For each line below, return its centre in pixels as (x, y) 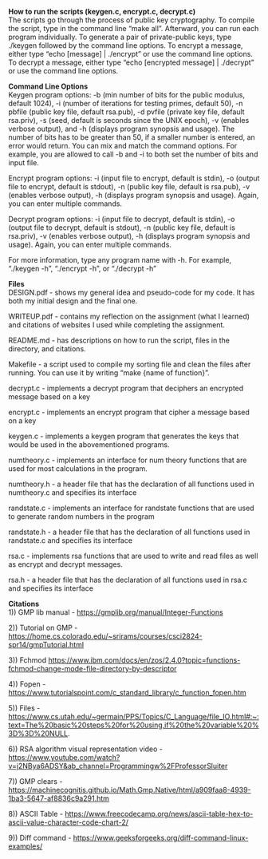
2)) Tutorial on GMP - (43, 627)
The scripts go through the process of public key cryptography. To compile (132, 20)
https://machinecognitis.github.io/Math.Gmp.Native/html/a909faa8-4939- (130, 790)
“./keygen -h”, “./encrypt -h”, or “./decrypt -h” (83, 268)
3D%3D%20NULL (38, 733)
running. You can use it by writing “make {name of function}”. (109, 373)
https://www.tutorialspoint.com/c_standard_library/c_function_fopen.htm (127, 693)
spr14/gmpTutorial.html (46, 645)
